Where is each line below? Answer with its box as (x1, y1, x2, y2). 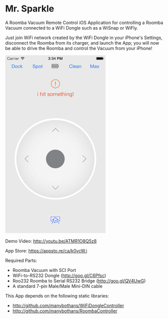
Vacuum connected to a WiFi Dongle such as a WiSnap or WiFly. (5, 25, 138, 31)
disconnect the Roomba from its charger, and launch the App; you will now (5, 40, 159, 46)
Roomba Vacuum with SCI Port (12, 267, 76, 273)
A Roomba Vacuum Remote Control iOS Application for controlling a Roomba (5, 20, 163, 26)
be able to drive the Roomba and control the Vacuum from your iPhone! (5, 45, 152, 51)
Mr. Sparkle (5, 3, 54, 15)
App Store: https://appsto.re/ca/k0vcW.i (5, 247, 88, 253)
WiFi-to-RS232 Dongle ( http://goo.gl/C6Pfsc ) (12, 272, 106, 278)
